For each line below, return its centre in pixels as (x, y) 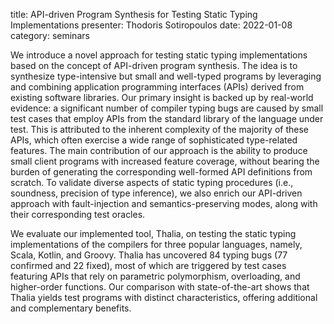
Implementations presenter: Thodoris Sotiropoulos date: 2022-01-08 (151, 25)
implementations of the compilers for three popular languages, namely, (156, 244)
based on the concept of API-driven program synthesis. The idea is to (154, 65)
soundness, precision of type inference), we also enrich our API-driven (156, 193)
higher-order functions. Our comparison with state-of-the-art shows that (160, 287)
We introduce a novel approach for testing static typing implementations (159, 55)
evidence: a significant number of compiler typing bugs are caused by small (167, 108)
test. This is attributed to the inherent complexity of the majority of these (159, 129)
